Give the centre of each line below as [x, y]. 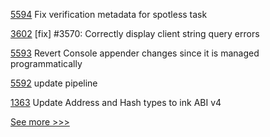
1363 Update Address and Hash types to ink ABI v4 [116, 102]
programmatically [46, 63]
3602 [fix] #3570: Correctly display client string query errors [135, 33]
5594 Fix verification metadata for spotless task [109, 14]
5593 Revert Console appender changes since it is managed [135, 53]
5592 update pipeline [54, 83]
